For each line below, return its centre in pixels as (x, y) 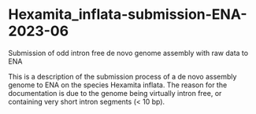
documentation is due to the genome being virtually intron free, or (115, 93)
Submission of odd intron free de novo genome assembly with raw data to (128, 53)
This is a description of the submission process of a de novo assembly (122, 76)
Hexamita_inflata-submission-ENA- (128, 15)
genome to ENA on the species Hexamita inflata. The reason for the (118, 85)
